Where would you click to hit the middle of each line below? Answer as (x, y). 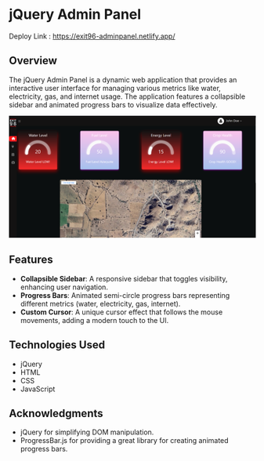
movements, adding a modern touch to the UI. (94, 320)
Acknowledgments (56, 414)
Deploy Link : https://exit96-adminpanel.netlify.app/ (92, 36)
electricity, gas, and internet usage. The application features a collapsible (127, 96)
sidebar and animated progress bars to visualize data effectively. (113, 104)
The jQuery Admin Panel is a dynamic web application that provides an (123, 79)
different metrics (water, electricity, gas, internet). (100, 303)
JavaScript (38, 389)
